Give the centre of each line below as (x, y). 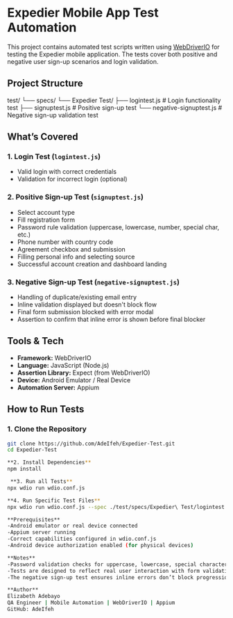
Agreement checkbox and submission (71, 249)
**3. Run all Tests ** (41, 482)
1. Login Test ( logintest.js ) (54, 156)
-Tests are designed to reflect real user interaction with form (103, 571)
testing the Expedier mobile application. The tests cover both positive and (112, 54)
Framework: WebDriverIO (54, 358)
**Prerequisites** (34, 519)
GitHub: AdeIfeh (31, 610)
